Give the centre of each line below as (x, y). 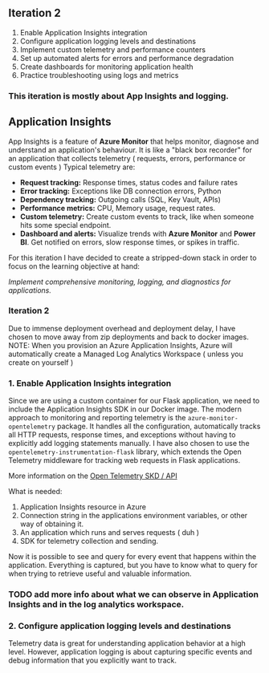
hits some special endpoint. (65, 225)
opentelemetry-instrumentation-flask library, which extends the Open (125, 452)
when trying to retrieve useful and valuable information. (100, 574)
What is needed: (35, 492)
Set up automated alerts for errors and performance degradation (127, 58)
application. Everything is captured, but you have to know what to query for (133, 566)
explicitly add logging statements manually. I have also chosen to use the (129, 444)
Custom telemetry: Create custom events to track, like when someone (137, 217)
